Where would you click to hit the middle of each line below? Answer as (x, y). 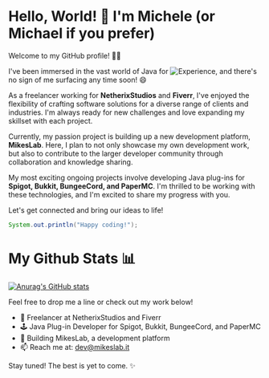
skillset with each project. (51, 120)
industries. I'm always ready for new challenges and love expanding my (126, 112)
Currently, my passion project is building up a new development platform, (130, 136)
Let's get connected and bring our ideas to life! (86, 210)
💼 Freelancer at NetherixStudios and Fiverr (90, 317)
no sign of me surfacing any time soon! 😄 (77, 79)
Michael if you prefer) (82, 33)
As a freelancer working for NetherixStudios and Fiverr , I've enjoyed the (129, 95)
